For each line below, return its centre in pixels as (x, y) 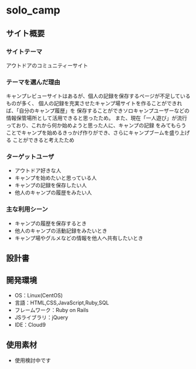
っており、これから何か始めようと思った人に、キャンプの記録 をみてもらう (96, 125)
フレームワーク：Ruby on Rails (52, 310)
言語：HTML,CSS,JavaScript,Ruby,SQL (62, 303)
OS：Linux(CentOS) (39, 295)
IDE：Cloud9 (30, 324)
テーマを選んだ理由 (33, 82)
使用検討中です (33, 360)
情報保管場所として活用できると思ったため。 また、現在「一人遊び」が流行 (97, 118)
